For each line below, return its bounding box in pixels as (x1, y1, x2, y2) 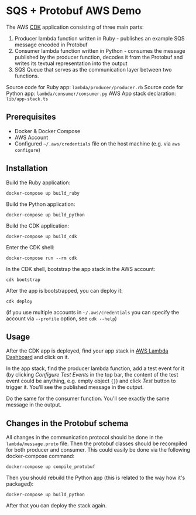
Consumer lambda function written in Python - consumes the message (14, 47, 185, 54)
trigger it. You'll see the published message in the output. (6, 384, 145, 391)
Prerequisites (6, 112, 56, 122)
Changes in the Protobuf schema (6, 418, 129, 428)
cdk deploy (6, 298, 33, 304)
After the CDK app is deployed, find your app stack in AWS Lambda (6, 347, 169, 354)
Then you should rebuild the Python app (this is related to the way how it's (6, 474, 185, 482)
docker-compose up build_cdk (6, 233, 77, 239)
